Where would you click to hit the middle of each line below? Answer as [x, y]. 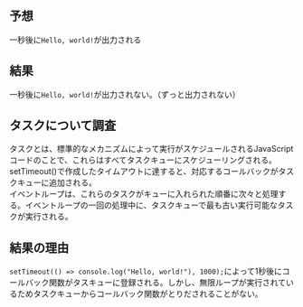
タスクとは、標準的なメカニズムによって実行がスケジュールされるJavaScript [151, 149]
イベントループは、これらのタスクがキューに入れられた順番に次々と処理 [144, 194]
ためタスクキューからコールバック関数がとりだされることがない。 [140, 294]
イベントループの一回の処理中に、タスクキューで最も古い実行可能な [151, 205]
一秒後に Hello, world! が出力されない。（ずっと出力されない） [125, 94]
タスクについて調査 [63, 126]
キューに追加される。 [57, 182]
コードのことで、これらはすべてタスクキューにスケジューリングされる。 [143, 160]
